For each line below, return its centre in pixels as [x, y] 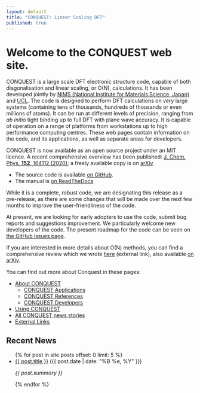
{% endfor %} [32, 385]
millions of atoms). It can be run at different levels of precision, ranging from [100, 114]
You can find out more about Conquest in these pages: [73, 272]
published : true [26, 23]
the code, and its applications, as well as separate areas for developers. [95, 139]
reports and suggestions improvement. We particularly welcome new [91, 223]
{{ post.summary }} [39, 373]
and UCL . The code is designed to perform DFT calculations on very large [97, 101]
